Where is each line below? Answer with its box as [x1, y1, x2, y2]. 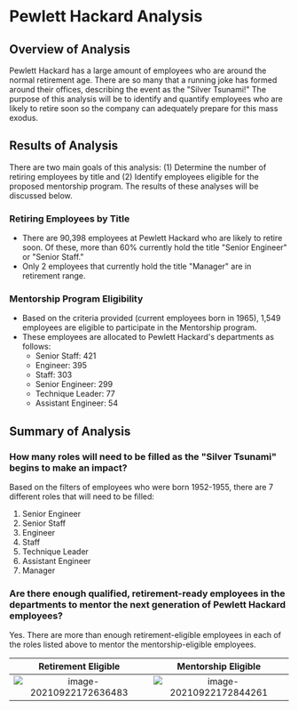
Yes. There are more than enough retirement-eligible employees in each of [9, 630, 282, 641]
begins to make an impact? [9, 461, 128, 473]
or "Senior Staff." [21, 252, 84, 262]
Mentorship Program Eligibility [9, 293, 144, 305]
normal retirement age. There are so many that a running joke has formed [9, 75, 278, 85]
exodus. [9, 113, 38, 123]
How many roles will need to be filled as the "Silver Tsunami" [9, 450, 277, 463]
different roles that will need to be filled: [9, 491, 155, 502]
